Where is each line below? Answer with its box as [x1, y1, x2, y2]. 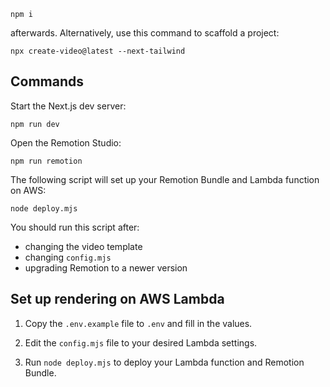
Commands [10, 73, 85, 90]
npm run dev [10, 119, 60, 129]
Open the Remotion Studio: [10, 136, 122, 149]
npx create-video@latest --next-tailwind [10, 46, 186, 56]
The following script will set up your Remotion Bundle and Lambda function [10, 173, 320, 185]
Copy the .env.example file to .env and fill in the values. [24, 317, 253, 329]
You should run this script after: [10, 221, 140, 233]
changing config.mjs [24, 251, 112, 263]
